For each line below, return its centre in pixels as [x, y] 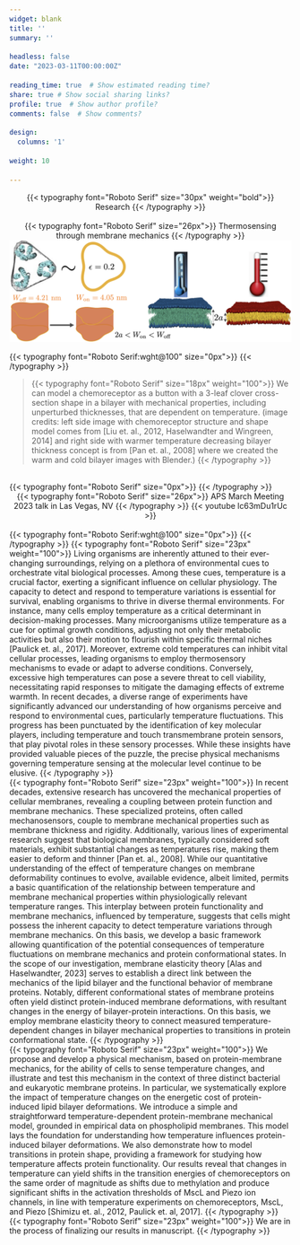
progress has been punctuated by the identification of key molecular [136, 725]
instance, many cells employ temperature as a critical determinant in [135, 610]
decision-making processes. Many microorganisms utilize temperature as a [148, 620]
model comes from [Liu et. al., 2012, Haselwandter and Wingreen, [152, 431]
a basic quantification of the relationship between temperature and [133, 887]
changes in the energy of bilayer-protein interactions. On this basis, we [140, 1011]
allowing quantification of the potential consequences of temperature [137, 944]
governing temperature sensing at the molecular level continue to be [135, 763]
